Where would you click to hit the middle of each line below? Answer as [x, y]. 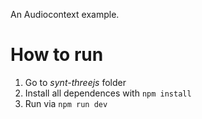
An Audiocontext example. [65, 14]
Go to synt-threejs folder [75, 82]
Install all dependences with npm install [108, 93]
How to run [57, 55]
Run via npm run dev [66, 103]
